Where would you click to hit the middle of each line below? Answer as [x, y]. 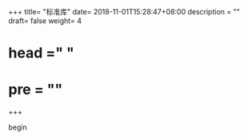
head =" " [41, 53]
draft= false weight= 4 [45, 21]
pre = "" [36, 90]
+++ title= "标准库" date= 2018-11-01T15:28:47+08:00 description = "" [124, 12]
